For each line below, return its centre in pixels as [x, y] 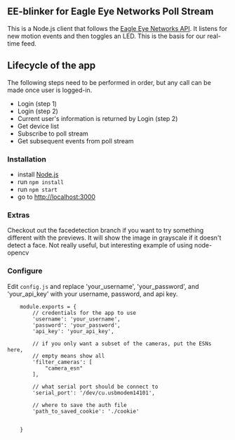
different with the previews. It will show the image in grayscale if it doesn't [114, 238]
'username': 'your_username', [76, 319]
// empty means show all [69, 356]
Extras [19, 215]
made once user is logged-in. [50, 90]
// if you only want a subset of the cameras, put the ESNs [122, 344]
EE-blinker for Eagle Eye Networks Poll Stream [110, 12]
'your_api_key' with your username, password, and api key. [93, 294]
